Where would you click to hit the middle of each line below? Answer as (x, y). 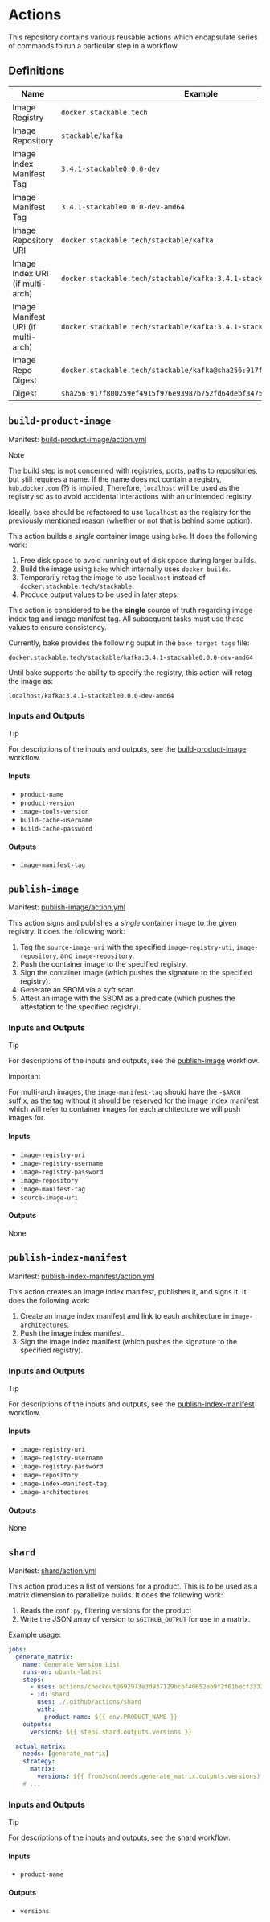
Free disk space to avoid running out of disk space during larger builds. (138, 560)
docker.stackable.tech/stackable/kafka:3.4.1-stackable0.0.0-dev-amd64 (131, 657)
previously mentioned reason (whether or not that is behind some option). (131, 520)
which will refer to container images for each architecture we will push (125, 1109)
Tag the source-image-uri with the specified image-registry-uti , (127, 947)
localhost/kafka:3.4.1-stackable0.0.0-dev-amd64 (91, 696)
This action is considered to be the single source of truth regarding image (131, 610)
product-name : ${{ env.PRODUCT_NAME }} (111, 1717)
